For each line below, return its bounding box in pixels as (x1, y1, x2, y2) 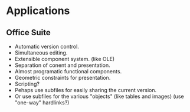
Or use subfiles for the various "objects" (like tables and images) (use (14, 93, 184, 100)
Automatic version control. (14, 43, 80, 50)
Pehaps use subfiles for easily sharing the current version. (14, 87, 157, 93)
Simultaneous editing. (14, 49, 68, 56)
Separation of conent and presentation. (14, 62, 110, 69)
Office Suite (6, 28, 51, 38)
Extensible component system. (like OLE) (14, 56, 115, 62)
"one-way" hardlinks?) (14, 99, 70, 106)
